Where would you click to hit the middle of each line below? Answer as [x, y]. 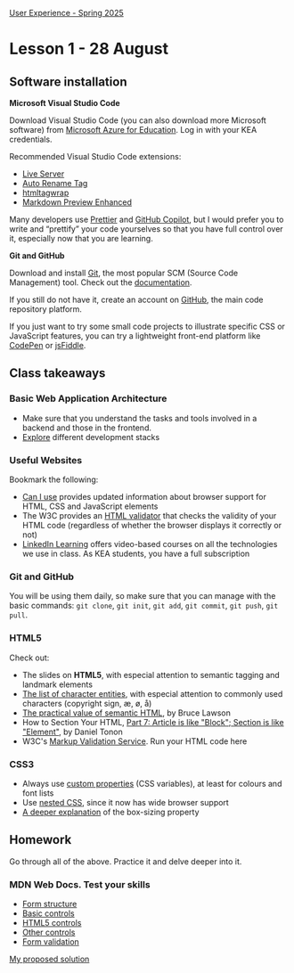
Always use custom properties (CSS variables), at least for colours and [152, 783]
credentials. [31, 139]
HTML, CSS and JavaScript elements [90, 506]
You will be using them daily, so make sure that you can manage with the [143, 596]
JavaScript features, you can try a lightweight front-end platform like [135, 336]
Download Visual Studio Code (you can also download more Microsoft [138, 120]
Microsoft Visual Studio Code [65, 103]
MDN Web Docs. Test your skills [80, 884]
